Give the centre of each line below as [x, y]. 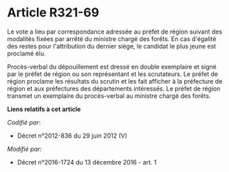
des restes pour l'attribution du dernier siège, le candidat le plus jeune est [112, 46]
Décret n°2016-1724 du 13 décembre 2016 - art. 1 [87, 162]
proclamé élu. [26, 53]
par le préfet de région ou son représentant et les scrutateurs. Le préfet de [113, 74]
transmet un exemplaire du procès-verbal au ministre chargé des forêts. [109, 96]
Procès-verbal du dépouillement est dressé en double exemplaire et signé [112, 66]
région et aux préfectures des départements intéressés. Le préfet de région [114, 88]
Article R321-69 [53, 13]
